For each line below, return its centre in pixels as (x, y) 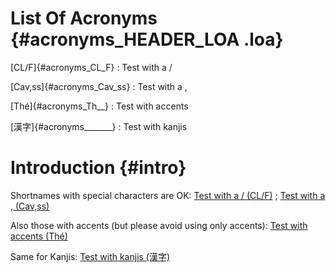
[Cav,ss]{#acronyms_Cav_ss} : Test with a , (99, 86)
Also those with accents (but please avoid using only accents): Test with (159, 225)
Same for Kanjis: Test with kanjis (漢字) (90, 256)
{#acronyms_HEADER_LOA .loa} (147, 39)
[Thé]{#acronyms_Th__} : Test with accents (99, 106)
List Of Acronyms (84, 18)
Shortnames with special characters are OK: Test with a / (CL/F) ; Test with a (168, 195)
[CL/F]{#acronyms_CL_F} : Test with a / (91, 67)
